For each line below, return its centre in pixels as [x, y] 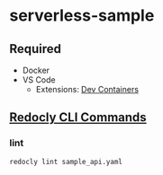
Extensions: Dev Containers [87, 89]
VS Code [39, 80]
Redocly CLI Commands [78, 118]
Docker [36, 70]
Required [35, 49]
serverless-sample [82, 16]
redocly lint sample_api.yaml [66, 162]
